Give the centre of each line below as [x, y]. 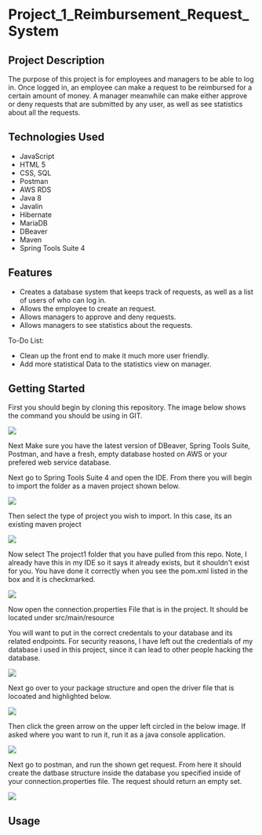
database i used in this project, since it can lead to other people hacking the [131, 649]
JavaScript [37, 156]
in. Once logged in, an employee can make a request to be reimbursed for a [130, 87]
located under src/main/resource [62, 618]
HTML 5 [33, 164]
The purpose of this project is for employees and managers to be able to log [131, 79]
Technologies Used [56, 137]
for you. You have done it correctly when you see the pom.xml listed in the [128, 571]
